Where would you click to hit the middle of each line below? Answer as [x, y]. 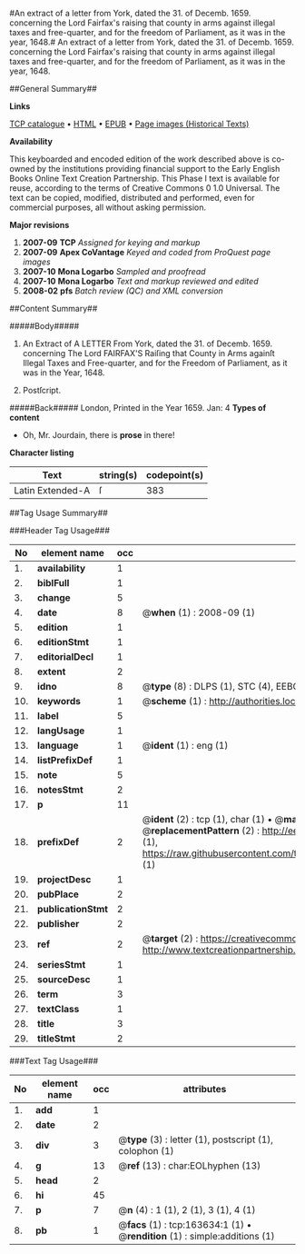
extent [52, 672]
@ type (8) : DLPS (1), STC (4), [208, 687]
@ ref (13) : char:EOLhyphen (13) [189, 1165]
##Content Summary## [54, 309]
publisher [59, 924]
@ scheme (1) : [174, 701]
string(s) [118, 475]
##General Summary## [53, 89]
